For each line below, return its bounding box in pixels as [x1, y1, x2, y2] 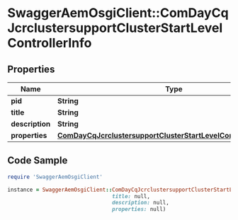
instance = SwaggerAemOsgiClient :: [7, 186, 113, 193]
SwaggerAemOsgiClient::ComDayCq [7, 5, 229, 21]
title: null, [112, 192, 151, 199]
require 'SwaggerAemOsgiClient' [7, 173, 103, 180]
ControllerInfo [7, 35, 92, 51]
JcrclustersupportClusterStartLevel [7, 20, 223, 36]
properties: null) [112, 206, 166, 213]
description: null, [112, 199, 170, 207]
